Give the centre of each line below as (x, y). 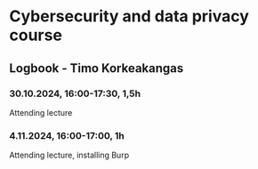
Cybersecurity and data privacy (129, 16)
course (36, 35)
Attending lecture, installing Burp (69, 155)
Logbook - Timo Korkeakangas (97, 68)
